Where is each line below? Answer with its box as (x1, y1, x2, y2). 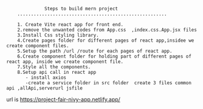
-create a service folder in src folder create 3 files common (25, 80, 191, 86)
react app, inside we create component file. (6, 59, 123, 65)
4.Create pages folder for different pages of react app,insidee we (17, 38, 194, 44)
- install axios (25, 74, 67, 81)
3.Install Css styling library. (17, 32, 99, 38)
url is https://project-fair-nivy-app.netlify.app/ (6, 96, 120, 103)
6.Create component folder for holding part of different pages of (17, 53, 191, 59)
